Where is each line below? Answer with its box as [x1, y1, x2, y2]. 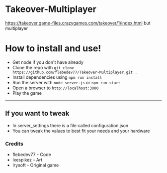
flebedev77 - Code [12, 151, 51, 158]
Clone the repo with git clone [12, 64, 75, 70]
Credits [5, 140, 23, 147]
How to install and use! [5, 43, 101, 54]
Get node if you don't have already [12, 59, 83, 65]
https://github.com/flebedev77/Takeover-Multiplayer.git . [12, 70, 138, 75]
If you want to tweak [5, 109, 70, 118]
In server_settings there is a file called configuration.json [12, 122, 129, 128]
